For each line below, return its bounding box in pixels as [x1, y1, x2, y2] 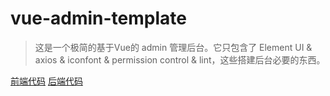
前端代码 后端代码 [10, 75, 83, 87]
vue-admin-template [10, 7, 187, 30]
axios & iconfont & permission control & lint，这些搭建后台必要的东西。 [34, 53, 326, 66]
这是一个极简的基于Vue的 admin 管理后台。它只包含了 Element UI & [34, 41, 313, 53]
